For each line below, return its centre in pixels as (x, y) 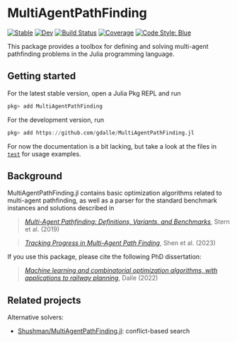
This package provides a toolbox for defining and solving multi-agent (108, 46)
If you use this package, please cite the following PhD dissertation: (104, 257)
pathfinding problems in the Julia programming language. (91, 54)
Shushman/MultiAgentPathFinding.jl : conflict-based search (104, 331)
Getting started (42, 76)
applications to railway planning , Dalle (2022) (91, 278)
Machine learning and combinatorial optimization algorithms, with (121, 270)
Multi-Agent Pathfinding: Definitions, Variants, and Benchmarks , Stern (127, 222)
